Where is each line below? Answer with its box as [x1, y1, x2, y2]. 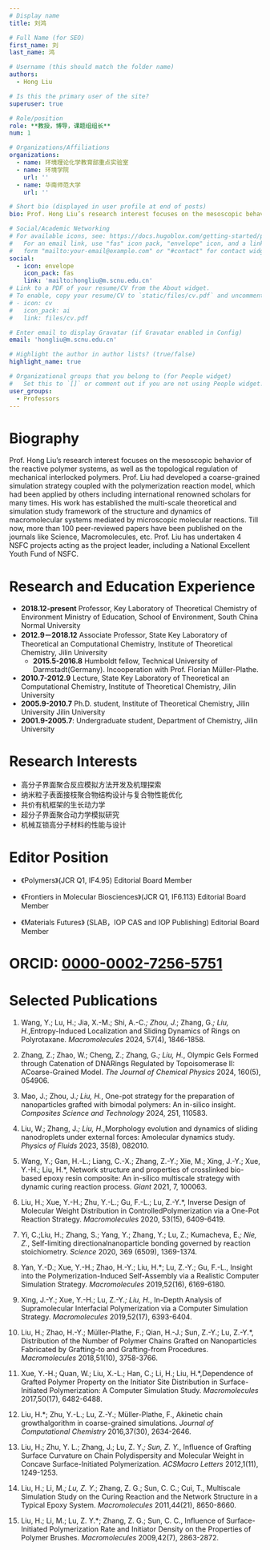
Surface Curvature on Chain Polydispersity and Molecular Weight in [20, 1451, 244, 1460]
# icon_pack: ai [9, 306, 71, 315]
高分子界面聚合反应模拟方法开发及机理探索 [20, 780, 162, 790]
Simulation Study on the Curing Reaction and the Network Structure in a [20, 1492, 259, 1502]
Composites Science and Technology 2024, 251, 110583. [20, 1109, 208, 1118]
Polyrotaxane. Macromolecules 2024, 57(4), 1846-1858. [20, 1035, 206, 1045]
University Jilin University [20, 707, 106, 717]
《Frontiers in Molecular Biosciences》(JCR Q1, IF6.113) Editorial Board [20, 892, 247, 902]
